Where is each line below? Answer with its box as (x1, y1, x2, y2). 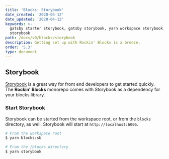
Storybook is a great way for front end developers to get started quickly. (5, 81, 155, 87)
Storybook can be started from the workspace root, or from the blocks (5, 116, 151, 122)
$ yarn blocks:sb (5, 135, 42, 140)
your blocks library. (5, 92, 45, 98)
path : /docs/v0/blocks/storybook (5, 36, 75, 41)
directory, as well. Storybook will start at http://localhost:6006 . (5, 121, 138, 127)
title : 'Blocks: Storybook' (5, 7, 64, 13)
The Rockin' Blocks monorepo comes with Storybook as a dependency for (5, 86, 160, 93)
